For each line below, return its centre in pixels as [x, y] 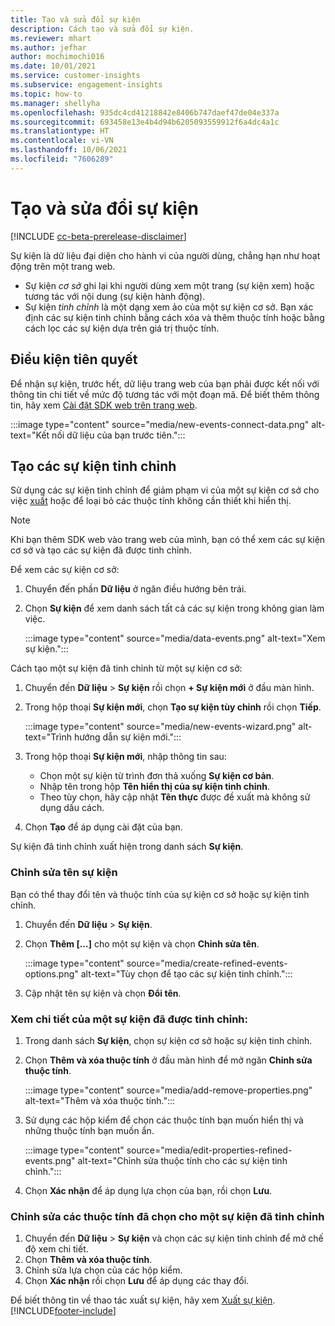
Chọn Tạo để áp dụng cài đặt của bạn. [103, 827]
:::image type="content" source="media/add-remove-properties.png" [168, 1090]
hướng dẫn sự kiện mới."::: [127, 737]
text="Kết [30, 435]
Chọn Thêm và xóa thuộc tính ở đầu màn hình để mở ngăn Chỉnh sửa [168, 1060]
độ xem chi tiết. [56, 1249]
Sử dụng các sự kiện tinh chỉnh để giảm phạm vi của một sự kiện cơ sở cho [165, 490]
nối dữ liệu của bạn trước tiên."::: [118, 435]
